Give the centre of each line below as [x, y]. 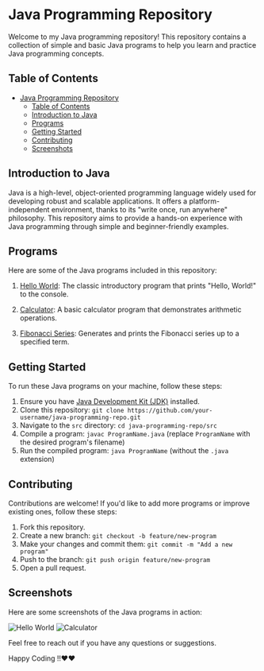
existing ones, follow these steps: [63, 512]
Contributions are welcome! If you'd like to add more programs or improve [129, 503]
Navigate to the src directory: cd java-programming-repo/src [119, 425]
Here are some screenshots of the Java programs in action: [105, 612]
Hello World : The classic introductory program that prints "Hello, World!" [138, 286]
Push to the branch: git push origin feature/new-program [115, 559]
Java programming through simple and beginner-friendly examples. [119, 226]
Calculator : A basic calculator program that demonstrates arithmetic [130, 310]
